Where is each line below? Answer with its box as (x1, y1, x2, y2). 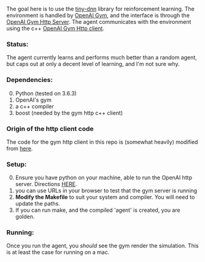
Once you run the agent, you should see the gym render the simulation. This (6, 242, 199, 250)
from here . (6, 144, 33, 152)
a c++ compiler (15, 102, 54, 110)
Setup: (6, 160, 27, 168)
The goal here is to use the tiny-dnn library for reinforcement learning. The (6, 6, 195, 12)
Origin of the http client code (6, 124, 94, 133)
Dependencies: (6, 76, 53, 84)
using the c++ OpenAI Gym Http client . (6, 24, 104, 32)
